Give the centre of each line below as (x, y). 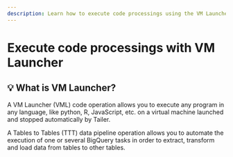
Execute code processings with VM (111, 47)
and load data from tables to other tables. (67, 147)
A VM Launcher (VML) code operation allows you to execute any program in (116, 104)
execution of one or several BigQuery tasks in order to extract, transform (111, 140)
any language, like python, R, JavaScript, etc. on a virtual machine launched (115, 112)
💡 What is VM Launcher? (62, 88)
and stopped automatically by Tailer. (59, 119)
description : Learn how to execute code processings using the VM (105, 13)
